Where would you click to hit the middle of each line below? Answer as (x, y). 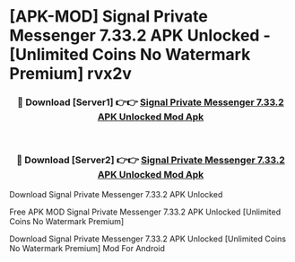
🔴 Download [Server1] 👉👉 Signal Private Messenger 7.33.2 (151, 102)
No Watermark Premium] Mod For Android (87, 248)
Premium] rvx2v (71, 74)
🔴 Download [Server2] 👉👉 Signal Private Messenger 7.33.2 (151, 161)
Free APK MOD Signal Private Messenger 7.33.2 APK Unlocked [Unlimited (145, 212)
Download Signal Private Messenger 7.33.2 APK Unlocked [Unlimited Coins (148, 239)
